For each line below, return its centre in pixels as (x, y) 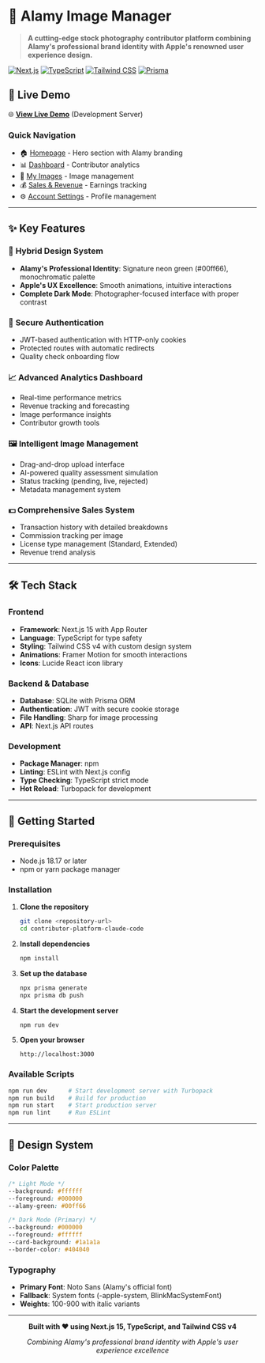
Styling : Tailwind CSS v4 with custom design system (105, 646)
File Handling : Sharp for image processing (89, 717)
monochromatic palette (58, 277)
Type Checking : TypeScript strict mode (84, 780)
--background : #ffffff (45, 1191)
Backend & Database (49, 683)
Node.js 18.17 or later (53, 861)
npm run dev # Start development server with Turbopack (111, 1091)
